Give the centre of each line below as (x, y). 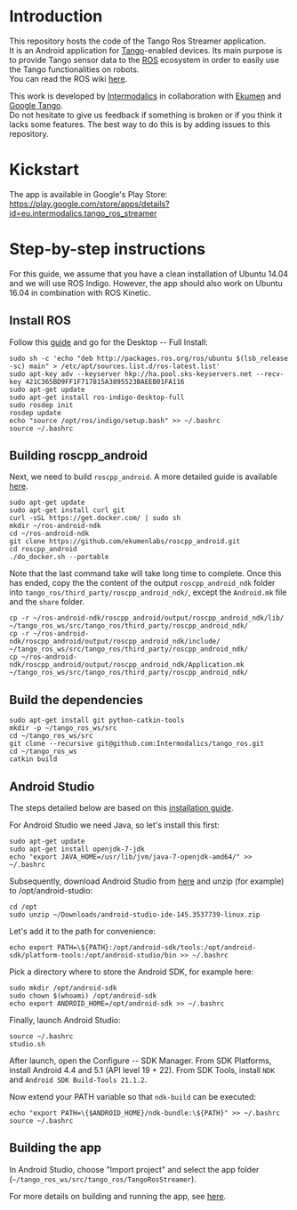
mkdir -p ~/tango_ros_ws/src (63, 728)
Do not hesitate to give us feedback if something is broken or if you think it (146, 115)
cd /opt (24, 907)
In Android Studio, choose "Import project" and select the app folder (134, 1169)
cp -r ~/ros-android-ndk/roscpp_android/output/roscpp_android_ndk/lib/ (147, 618)
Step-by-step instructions (108, 249)
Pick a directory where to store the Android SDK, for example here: (132, 972)
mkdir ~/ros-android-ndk (55, 526)
